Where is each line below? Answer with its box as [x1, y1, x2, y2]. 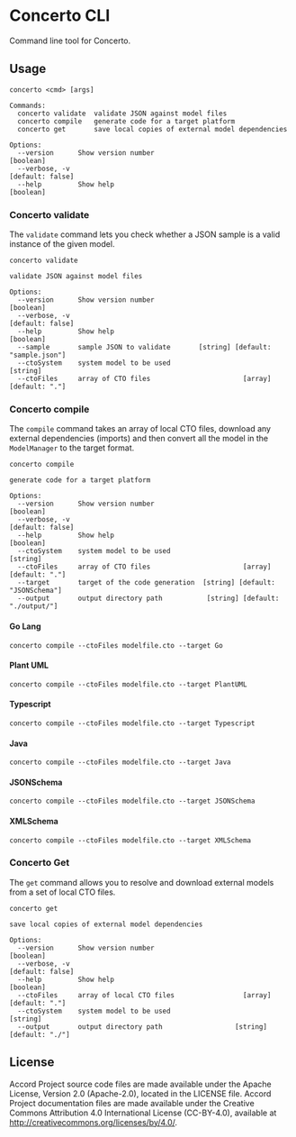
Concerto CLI [9, 5, 111, 26]
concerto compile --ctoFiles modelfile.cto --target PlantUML [9, 679, 247, 689]
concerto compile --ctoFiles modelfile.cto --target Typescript [9, 718, 256, 728]
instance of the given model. [9, 239, 115, 250]
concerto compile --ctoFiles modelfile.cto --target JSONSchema [9, 796, 256, 806]
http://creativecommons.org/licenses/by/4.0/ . [9, 1116, 178, 1127]
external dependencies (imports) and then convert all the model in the [9, 433, 269, 444]
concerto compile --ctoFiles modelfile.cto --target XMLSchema [9, 835, 252, 845]
